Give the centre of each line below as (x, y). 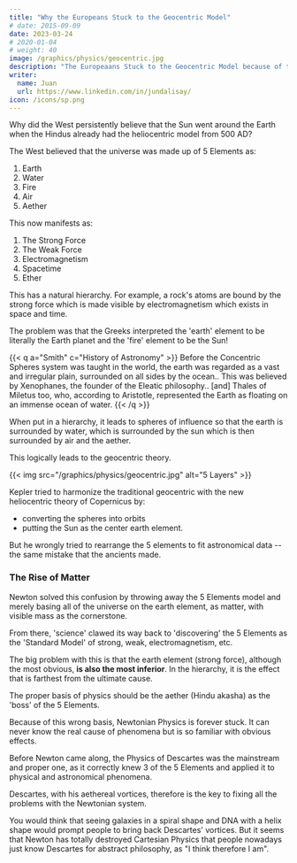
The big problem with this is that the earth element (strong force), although (145, 659)
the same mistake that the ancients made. (85, 555)
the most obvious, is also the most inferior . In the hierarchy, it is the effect (145, 668)
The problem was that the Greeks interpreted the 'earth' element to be (137, 331)
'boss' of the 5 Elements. (54, 705)
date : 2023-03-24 (41, 34)
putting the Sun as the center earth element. (103, 528)
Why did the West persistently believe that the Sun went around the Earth (143, 125)
